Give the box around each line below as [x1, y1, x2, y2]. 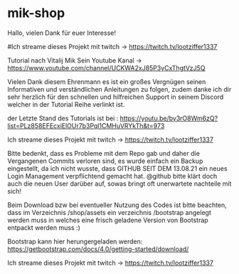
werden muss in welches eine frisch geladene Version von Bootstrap [7, 216, 208, 224]
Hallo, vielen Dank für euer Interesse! [7, 28, 116, 37]
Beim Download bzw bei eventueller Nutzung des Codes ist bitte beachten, [7, 201, 228, 209]
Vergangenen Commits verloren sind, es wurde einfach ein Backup [7, 157, 203, 165]
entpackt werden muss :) [7, 223, 80, 232]
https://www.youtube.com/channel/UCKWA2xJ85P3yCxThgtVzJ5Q [7, 63, 206, 72]
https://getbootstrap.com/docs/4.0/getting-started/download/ [7, 244, 189, 253]
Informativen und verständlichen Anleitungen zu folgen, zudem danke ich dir [7, 85, 232, 93]
